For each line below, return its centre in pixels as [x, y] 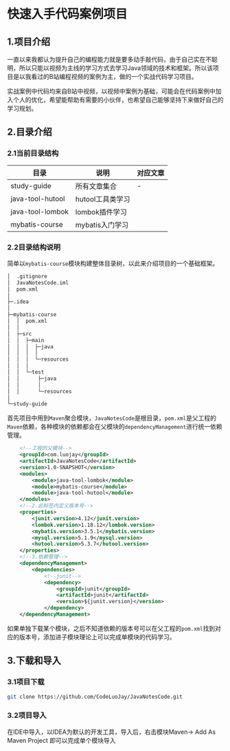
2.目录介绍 [30, 132]
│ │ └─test [26, 372]
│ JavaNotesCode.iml [38, 282]
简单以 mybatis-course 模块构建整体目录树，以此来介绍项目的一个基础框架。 [113, 263]
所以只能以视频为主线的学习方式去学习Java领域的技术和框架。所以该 [116, 68]
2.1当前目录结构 [33, 153]
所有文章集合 [96, 186]
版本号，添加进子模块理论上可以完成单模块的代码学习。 [97, 637]
